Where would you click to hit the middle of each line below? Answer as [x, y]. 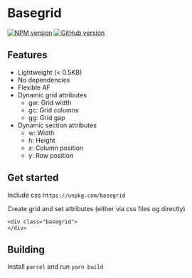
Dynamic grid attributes [52, 95]
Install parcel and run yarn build [55, 267]
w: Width [41, 132]
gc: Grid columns [53, 110]
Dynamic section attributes [57, 125]
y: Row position [51, 155]
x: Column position [56, 148]
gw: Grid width [50, 102]
